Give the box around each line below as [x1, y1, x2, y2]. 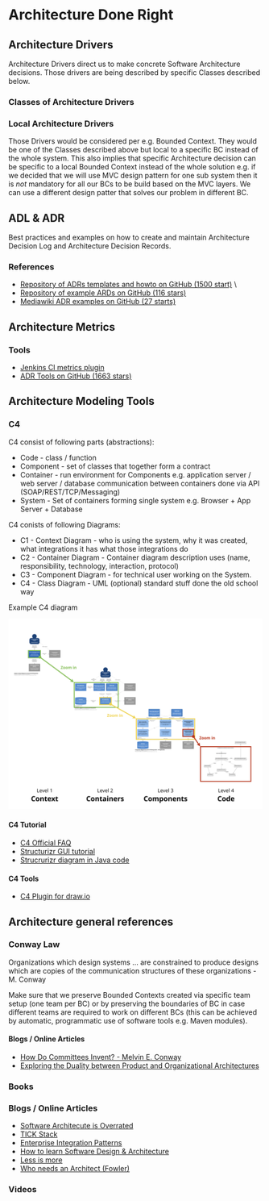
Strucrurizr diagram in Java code [19, 855, 130, 865]
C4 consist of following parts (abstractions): [8, 437, 155, 447]
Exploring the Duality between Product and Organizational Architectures [19, 1061, 259, 1070]
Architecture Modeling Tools [8, 394, 155, 408]
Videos [8, 1184, 37, 1195]
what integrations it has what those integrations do [19, 544, 189, 553]
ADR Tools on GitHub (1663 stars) [19, 371, 132, 381]
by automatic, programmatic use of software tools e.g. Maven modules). [8, 1015, 248, 1025]
